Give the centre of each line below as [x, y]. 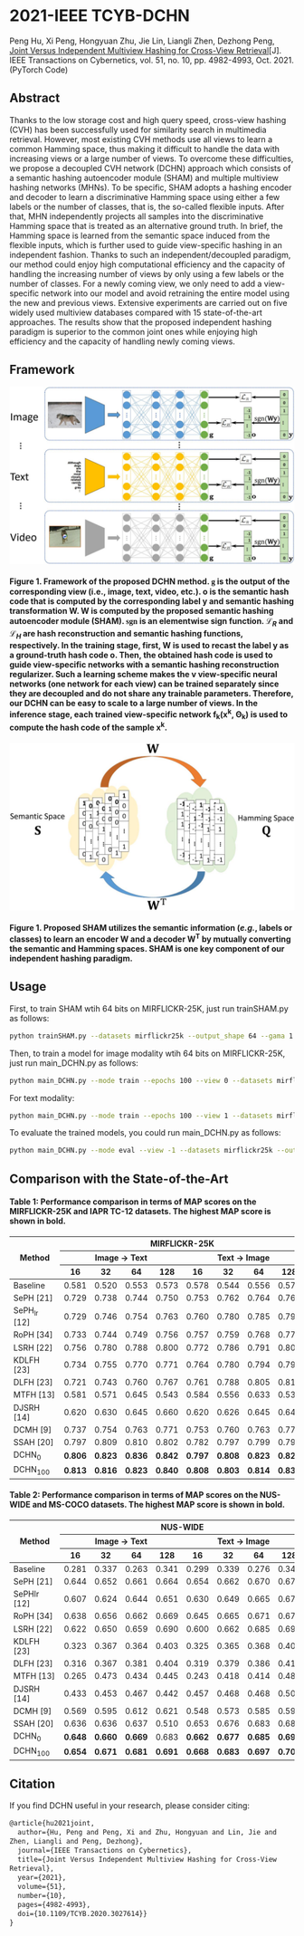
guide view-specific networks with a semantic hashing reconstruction [144, 664]
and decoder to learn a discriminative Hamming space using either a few [145, 196]
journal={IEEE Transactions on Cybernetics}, [105, 1851]
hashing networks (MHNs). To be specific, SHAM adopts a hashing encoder [151, 187]
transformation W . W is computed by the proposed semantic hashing [142, 611]
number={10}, [42, 1896]
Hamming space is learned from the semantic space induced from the [140, 235]
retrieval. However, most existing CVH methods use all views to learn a [141, 139]
